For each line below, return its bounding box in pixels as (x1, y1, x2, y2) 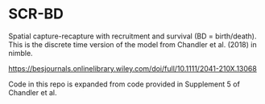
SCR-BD (8, 5, 64, 23)
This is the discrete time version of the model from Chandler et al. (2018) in (8, 39, 257, 49)
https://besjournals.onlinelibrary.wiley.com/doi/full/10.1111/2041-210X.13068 (8, 63, 258, 73)
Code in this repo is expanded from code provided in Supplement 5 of (8, 79, 240, 89)
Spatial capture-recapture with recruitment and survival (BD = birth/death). (8, 31, 257, 41)
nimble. (8, 48, 34, 58)
